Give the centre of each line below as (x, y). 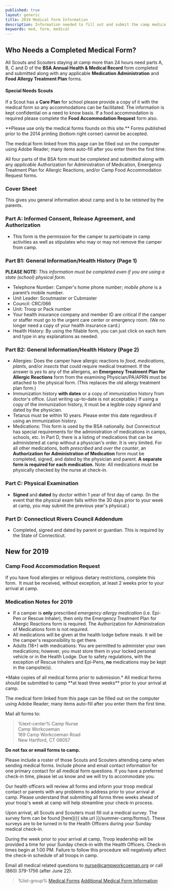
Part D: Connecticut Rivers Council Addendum (64, 518)
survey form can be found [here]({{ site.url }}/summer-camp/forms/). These (85, 818)
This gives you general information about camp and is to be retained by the (84, 200)
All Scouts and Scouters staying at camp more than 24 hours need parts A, (84, 62)
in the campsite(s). (33, 667)
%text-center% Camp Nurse (48, 724)
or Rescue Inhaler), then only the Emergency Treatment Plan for (90, 618)
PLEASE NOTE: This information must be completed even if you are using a (85, 272)
